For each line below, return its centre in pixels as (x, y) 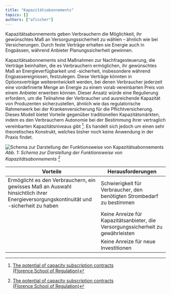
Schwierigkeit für (121, 183)
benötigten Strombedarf (130, 196)
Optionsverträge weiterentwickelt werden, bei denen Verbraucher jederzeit (84, 82)
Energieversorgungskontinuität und (50, 199)
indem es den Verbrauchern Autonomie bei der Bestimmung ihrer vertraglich (85, 120)
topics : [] (17, 15)
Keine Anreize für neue (128, 241)
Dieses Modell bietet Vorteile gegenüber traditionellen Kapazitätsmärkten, (83, 115)
